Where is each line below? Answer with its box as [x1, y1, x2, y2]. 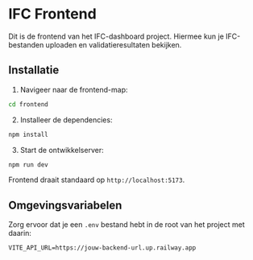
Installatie [8, 64, 60, 77]
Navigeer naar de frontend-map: [19, 85, 128, 94]
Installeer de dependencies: [19, 114, 113, 125]
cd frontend [8, 100, 48, 109]
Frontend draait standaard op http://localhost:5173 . [8, 175, 185, 185]
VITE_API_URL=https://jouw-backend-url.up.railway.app [8, 244, 197, 252]
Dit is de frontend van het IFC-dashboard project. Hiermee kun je [8, 31, 224, 41]
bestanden [8, 39, 44, 49]
